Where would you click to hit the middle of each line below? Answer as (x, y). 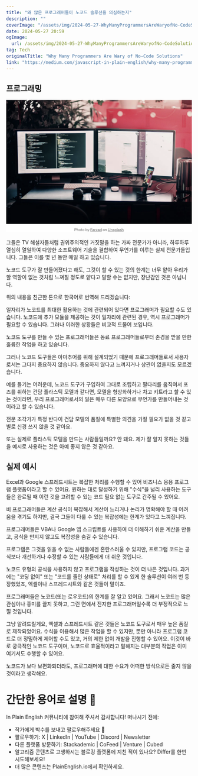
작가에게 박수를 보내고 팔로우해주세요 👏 (60, 730)
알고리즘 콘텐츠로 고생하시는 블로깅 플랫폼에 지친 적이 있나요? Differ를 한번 (100, 752)
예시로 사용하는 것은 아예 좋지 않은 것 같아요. (63, 446)
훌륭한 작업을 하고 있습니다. (38, 344)
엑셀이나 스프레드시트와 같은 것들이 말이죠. (77, 584)
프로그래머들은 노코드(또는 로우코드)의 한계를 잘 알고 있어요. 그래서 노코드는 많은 (98, 597)
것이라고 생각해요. (27, 674)
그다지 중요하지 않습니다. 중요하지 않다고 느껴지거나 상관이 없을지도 (99, 364)
